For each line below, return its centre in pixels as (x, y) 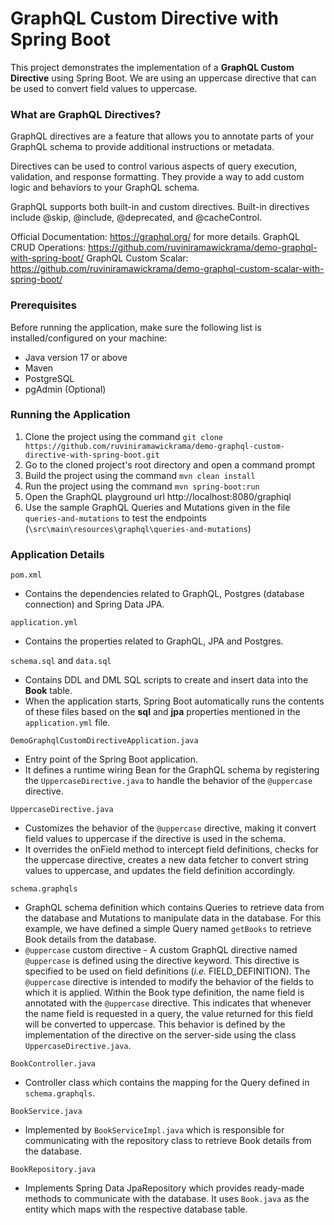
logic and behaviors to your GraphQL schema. (105, 188)
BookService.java (46, 1112)
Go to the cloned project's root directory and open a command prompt (170, 464)
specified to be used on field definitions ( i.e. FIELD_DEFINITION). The (167, 971)
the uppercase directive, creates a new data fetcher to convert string (166, 860)
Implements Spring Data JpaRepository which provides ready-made (164, 1188)
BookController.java (53, 1064)
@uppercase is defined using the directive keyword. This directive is (162, 961)
